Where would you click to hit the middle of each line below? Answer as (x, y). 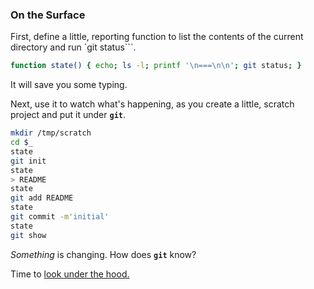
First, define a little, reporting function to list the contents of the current (157, 37)
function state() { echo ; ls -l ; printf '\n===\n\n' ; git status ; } (156, 66)
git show (28, 235)
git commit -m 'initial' (60, 217)
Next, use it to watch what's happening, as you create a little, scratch (152, 104)
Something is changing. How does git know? (103, 254)
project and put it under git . (68, 115)
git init (28, 161)
